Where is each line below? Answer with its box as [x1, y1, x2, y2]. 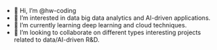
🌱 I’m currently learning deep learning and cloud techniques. [13, 21, 187, 29]
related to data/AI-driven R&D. [13, 36, 100, 44]
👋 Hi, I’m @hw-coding [13, 7, 76, 14]
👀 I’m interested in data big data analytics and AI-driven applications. [13, 14, 211, 22]
